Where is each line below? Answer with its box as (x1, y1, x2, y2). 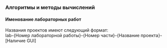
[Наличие (5, 38, 26, 44)
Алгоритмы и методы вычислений (5, 4, 95, 11)
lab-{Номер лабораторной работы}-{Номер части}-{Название (5, 33, 140, 39)
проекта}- (140, 33, 162, 39)
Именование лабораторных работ (5, 16, 82, 22)
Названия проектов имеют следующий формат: (5, 27, 108, 33)
